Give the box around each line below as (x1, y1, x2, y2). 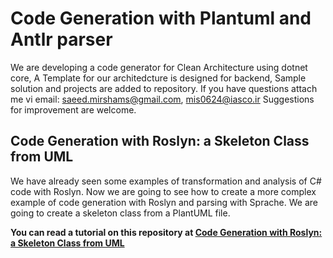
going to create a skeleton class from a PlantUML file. (10, 207, 231, 219)
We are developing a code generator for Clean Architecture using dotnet (10, 61, 308, 73)
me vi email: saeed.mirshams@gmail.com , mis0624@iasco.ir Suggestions (10, 93, 315, 105)
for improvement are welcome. (10, 103, 137, 116)
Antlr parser (10, 28, 113, 51)
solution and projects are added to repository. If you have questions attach (10, 82, 318, 94)
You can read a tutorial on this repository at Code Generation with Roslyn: (10, 226, 323, 238)
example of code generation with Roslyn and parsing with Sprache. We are (10, 196, 318, 208)
